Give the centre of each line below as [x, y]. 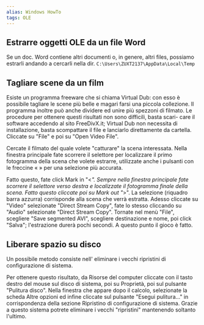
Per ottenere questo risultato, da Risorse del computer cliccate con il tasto [100, 277]
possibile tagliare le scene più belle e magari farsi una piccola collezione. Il [100, 104]
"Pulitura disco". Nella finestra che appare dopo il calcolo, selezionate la [97, 290]
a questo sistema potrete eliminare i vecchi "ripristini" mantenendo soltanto [101, 310]
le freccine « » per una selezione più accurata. [65, 168]
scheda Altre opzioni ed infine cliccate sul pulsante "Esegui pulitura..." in [97, 296]
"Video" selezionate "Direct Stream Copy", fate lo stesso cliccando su [94, 206]
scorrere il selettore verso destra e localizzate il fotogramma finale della [97, 186]
